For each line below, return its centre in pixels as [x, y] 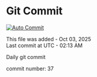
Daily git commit [26, 57]
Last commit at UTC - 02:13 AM [44, 45]
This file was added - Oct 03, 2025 [49, 39]
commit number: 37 [30, 68]
